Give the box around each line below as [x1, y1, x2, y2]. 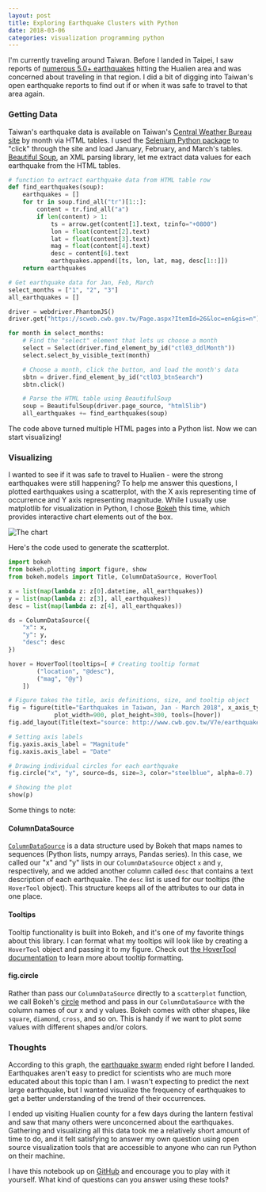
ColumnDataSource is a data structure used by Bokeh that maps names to [8, 841, 243, 850]
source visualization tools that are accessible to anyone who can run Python [8, 1143, 257, 1152]
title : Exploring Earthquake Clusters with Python [8, 19, 179, 27]
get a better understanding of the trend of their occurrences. [8, 1094, 207, 1102]
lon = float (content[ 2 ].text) [50, 227, 150, 235]
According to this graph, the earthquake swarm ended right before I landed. [8, 1060, 256, 1069]
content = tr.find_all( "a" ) [36, 205, 129, 214]
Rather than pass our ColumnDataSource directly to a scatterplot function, [8, 988, 248, 998]
